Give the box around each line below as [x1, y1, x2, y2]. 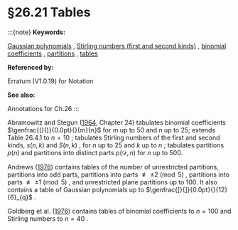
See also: [7, 90, 36, 99]
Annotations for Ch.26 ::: [7, 104, 80, 113]
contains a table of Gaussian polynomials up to [7, 185, 144, 194]
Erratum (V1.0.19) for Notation [7, 76, 94, 85]
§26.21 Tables [7, 4, 91, 21]
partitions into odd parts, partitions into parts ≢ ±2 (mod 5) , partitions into [7, 170, 229, 179]
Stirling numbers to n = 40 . [7, 214, 89, 223]
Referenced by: [7, 63, 54, 71]
